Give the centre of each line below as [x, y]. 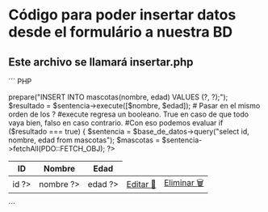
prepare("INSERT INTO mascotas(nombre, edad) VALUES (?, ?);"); [118, 97]
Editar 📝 [141, 184]
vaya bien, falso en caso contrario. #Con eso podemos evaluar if [116, 123]
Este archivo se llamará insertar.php [101, 62]
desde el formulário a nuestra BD [120, 32]
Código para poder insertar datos [122, 15]
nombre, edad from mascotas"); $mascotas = [84, 140]
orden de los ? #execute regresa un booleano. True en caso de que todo [128, 114]
